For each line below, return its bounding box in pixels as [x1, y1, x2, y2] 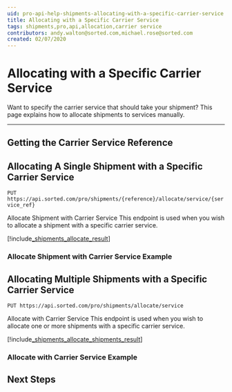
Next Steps [7, 374, 56, 386]
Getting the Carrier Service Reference [7, 137, 173, 149]
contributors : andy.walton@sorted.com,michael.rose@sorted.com [7, 29, 193, 37]
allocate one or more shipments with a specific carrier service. [7, 322, 185, 330]
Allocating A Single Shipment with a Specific [7, 160, 203, 172]
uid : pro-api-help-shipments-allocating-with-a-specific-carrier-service [7, 10, 224, 17]
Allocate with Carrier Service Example [7, 352, 138, 362]
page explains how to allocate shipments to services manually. [7, 111, 185, 119]
